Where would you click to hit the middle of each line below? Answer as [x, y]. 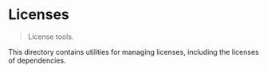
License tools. [51, 36]
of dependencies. [37, 60]
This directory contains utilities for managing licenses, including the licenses [133, 52]
